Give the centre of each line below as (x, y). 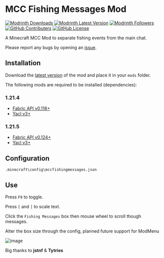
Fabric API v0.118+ (31, 108)
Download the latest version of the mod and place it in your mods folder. (78, 75)
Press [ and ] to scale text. (33, 206)
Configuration (27, 158)
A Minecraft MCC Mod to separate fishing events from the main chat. (76, 38)
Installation (23, 63)
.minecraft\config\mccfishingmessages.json (51, 170)
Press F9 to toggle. (24, 197)
